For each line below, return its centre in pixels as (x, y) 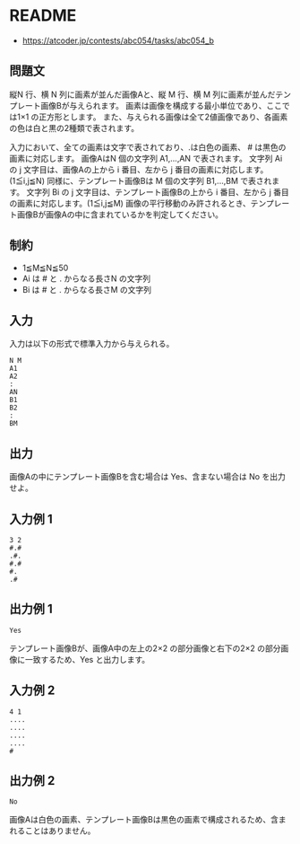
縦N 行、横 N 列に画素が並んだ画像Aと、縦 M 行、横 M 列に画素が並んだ (142, 94)
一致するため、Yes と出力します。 (87, 659)
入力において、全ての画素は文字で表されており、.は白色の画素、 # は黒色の (148, 147)
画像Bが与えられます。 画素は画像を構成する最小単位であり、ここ (161, 105)
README (43, 16)
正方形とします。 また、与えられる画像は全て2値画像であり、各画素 (163, 117)
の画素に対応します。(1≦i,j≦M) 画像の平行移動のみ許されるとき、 (130, 203)
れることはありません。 (52, 831)
